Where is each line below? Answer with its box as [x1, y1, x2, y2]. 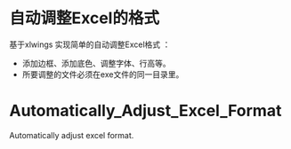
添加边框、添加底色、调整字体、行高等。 [21, 58, 171, 68]
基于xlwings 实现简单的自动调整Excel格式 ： [9, 39, 171, 50]
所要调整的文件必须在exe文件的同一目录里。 [21, 68, 184, 80]
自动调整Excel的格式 [9, 8, 160, 28]
